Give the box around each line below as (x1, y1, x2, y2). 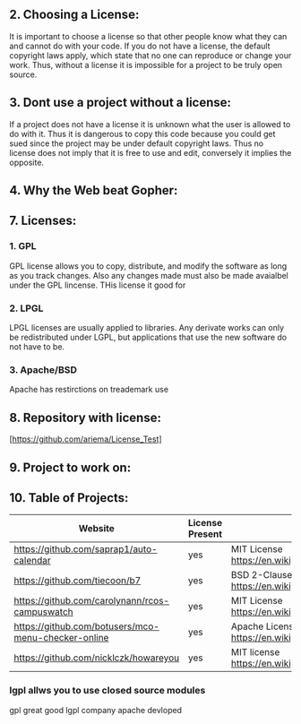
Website (78, 522, 115, 535)
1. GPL (9, 240, 38, 253)
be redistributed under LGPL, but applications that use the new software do (9, 332, 288, 342)
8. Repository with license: (9, 409, 161, 425)
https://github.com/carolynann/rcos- (13, 595, 170, 608)
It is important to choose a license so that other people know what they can (9, 30, 288, 41)
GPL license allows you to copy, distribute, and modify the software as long (9, 260, 288, 271)
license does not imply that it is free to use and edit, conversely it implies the (9, 147, 292, 158)
